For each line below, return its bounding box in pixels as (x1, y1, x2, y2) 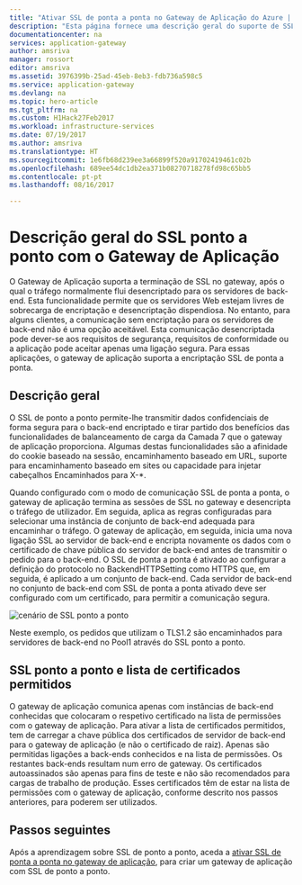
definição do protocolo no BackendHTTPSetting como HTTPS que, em (9, 564, 271, 574)
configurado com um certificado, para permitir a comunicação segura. (9, 592, 271, 603)
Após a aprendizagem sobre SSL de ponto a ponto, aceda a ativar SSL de (9, 846, 281, 857)
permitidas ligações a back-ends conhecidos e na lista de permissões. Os (9, 748, 283, 759)
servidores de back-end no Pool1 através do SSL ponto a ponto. (9, 637, 245, 647)
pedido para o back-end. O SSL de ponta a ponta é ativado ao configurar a (9, 554, 286, 564)
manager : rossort (9, 55, 75, 64)
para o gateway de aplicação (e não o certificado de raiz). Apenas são (9, 739, 270, 750)
